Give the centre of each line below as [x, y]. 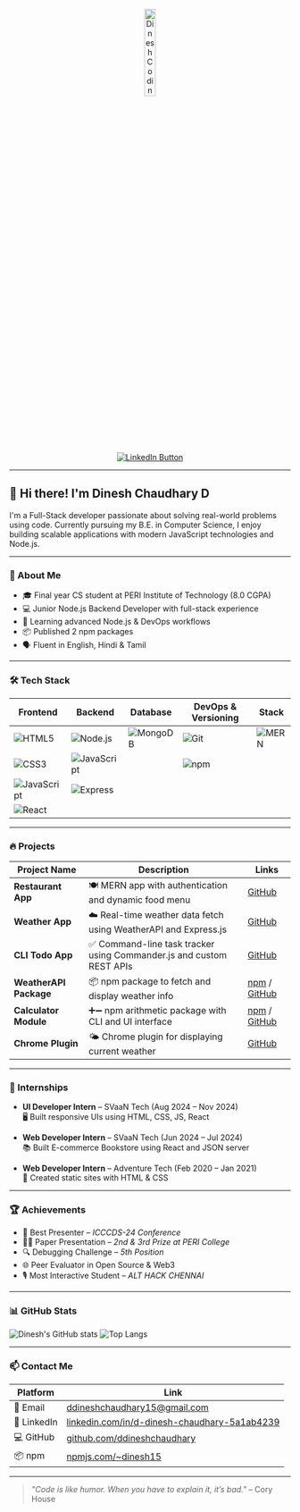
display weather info [131, 995]
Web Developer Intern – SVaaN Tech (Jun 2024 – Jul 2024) [132, 1138]
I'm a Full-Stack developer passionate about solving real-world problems [143, 515]
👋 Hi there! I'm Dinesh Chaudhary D [109, 494]
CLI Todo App [43, 954]
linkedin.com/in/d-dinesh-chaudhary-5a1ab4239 [173, 1422]
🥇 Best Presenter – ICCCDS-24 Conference [101, 1232]
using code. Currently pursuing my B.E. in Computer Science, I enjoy [135, 525]
